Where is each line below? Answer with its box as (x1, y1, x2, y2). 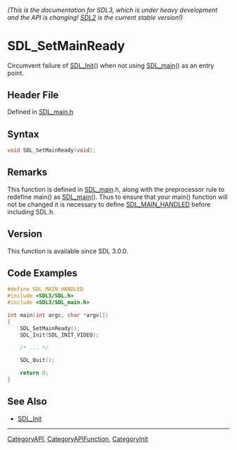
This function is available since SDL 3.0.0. (7, 247, 128, 255)
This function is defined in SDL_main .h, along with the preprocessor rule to (7, 185, 225, 193)
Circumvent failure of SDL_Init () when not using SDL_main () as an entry (7, 61, 214, 70)
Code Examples (7, 267, 78, 279)
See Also (7, 396, 47, 408)
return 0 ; (20, 370, 49, 377)
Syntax (7, 128, 39, 140)
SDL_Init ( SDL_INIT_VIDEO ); (20, 332, 99, 339)
